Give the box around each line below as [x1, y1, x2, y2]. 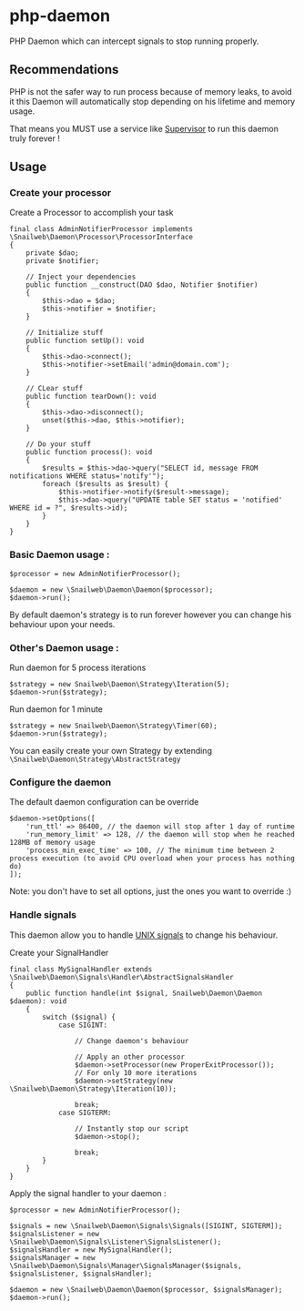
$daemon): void [9, 996, 67, 1006]
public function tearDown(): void [25, 392, 157, 401]
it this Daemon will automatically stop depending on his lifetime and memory [9, 96, 296, 107]
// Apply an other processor [74, 1052, 185, 1062]
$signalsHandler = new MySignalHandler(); [9, 1245, 173, 1255]
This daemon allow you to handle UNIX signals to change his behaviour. [9, 930, 279, 940]
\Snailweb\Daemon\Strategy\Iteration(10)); [9, 1084, 177, 1093]
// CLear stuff [25, 384, 84, 393]
